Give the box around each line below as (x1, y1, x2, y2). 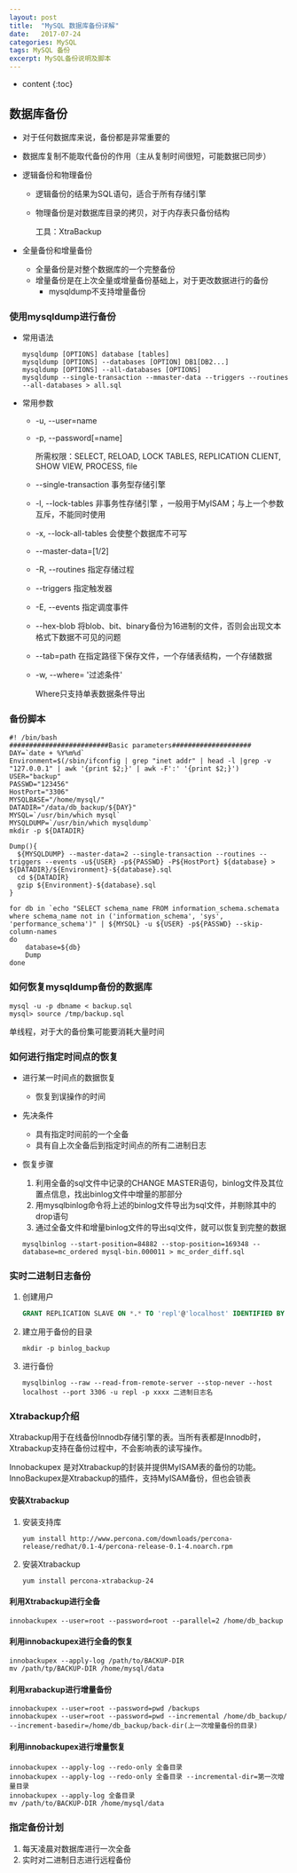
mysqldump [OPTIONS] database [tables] (21, 350, 170, 360)
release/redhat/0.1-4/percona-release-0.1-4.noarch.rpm (21, 1542, 233, 1551)
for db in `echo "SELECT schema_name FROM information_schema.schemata (9, 905, 279, 913)
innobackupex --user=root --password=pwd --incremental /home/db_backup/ (9, 1712, 288, 1721)
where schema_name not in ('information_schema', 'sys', (9, 912, 224, 921)
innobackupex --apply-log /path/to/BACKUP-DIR (9, 1656, 184, 1665)
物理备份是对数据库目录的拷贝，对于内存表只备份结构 (35, 207, 231, 217)
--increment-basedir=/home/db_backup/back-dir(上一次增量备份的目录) (9, 1721, 259, 1731)
